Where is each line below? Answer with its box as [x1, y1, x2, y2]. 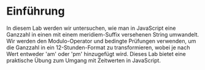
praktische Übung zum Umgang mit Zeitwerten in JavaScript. [6, 57, 161, 64]
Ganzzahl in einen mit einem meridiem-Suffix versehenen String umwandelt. [6, 30, 199, 38]
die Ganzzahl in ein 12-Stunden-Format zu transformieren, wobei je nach [6, 44, 190, 51]
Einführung [6, 4, 65, 18]
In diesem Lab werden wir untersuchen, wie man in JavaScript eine [6, 24, 176, 32]
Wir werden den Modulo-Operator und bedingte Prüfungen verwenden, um [6, 37, 196, 44]
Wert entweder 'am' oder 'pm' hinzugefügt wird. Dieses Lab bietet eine [6, 50, 186, 57]
